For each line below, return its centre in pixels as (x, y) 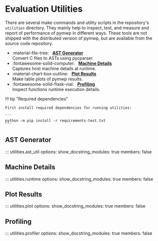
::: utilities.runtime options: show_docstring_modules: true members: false (79, 179)
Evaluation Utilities (44, 9)
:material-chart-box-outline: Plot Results (54, 73)
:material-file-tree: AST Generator (48, 53)
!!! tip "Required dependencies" (37, 98)
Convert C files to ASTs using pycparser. (53, 58)
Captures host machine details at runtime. (54, 68)
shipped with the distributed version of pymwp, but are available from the (79, 38)
